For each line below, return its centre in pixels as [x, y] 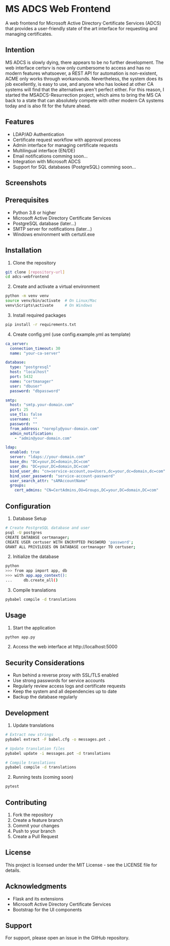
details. [13, 870]
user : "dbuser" [26, 386]
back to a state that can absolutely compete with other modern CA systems [85, 100]
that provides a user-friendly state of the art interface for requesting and [81, 28]
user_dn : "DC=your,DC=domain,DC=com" [50, 466]
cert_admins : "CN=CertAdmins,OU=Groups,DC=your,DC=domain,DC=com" [87, 490]
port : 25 [19, 410]
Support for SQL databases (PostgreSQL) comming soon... [74, 167]
